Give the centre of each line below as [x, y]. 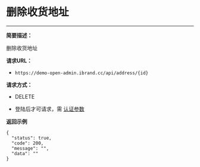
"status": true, [32, 138]
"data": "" [25, 153]
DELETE [25, 96]
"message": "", [30, 148]
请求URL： [19, 61]
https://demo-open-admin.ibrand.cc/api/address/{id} [82, 73]
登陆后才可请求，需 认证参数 [49, 109]
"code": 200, [28, 143]
